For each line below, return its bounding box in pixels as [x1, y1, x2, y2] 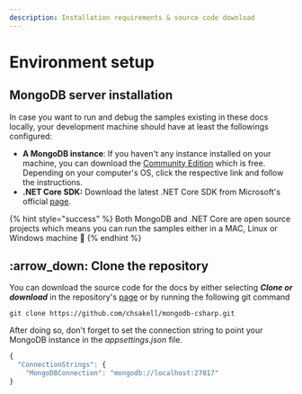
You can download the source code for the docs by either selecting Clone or [9, 282, 293, 293]
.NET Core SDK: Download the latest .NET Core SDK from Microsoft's [22, 186, 281, 197]
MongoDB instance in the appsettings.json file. [9, 335, 182, 345]
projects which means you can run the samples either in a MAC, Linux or [9, 222, 279, 234]
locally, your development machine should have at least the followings [9, 121, 270, 131]
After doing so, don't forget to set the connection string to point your [9, 325, 263, 336]
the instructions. [22, 176, 83, 187]
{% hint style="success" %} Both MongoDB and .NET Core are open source [9, 213, 291, 224]
